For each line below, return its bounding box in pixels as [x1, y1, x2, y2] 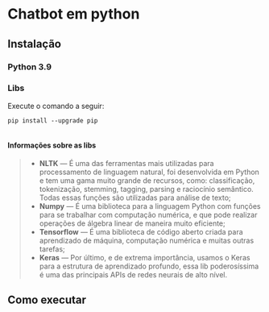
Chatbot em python [7, 5, 140, 23]
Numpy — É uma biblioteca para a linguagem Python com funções [39, 202, 261, 210]
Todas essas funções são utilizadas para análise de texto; [39, 193, 231, 202]
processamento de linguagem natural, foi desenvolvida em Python [39, 167, 259, 177]
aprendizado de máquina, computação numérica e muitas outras [39, 235, 255, 245]
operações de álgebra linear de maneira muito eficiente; [39, 218, 226, 228]
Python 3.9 [7, 61, 52, 73]
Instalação [7, 37, 62, 51]
